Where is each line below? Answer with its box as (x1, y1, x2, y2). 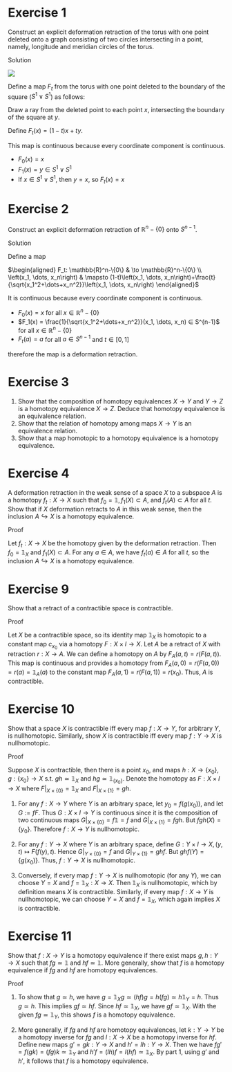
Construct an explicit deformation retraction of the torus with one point (8, 28, 209, 36)
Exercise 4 (8, 466, 70, 482)
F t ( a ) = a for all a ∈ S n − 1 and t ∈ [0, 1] (17, 334, 130, 345)
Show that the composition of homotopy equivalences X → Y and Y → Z (17, 397, 224, 406)
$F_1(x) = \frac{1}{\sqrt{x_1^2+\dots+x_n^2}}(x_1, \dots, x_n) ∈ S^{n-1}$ (17, 317, 220, 326)
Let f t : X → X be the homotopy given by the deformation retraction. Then (8, 538, 217, 549)
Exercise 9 (8, 581, 70, 597)
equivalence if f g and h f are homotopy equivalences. (8, 965, 158, 974)
